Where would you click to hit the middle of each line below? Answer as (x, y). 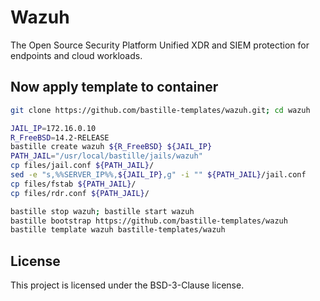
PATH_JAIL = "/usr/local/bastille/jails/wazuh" (106, 156)
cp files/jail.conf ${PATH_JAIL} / (82, 166)
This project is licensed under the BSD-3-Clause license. (127, 285)
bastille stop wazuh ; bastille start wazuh (102, 211)
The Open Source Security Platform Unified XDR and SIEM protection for (160, 45)
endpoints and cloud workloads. (76, 55)
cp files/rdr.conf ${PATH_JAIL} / (80, 193)
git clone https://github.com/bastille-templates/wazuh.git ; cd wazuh (160, 110)
